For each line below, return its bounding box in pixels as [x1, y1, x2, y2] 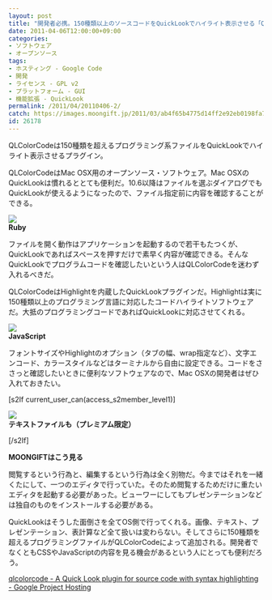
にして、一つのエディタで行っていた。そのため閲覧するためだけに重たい [22, 479, 263, 489]
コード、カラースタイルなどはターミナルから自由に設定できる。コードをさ [15, 358, 263, 368]
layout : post [8, 11, 53, 20]
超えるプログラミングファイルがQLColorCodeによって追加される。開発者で [8, 537, 259, 547]
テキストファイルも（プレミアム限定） [8, 419, 136, 429]
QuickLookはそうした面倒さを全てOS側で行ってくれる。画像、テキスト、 [8, 517, 253, 526]
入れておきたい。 [8, 378, 66, 388]
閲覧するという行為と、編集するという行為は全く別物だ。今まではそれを [8, 469, 249, 479]
